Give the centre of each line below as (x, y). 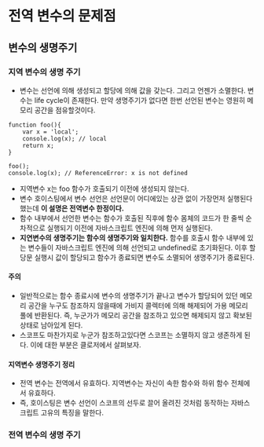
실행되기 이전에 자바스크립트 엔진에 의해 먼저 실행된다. (130, 228)
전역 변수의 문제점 (62, 16)
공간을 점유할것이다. (65, 110)
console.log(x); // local (65, 138)
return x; (38, 145)
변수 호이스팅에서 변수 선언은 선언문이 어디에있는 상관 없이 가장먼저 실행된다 (136, 198)
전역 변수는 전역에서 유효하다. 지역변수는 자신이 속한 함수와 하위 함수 (124, 383)
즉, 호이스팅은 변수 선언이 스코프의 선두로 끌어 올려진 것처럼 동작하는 (124, 403)
